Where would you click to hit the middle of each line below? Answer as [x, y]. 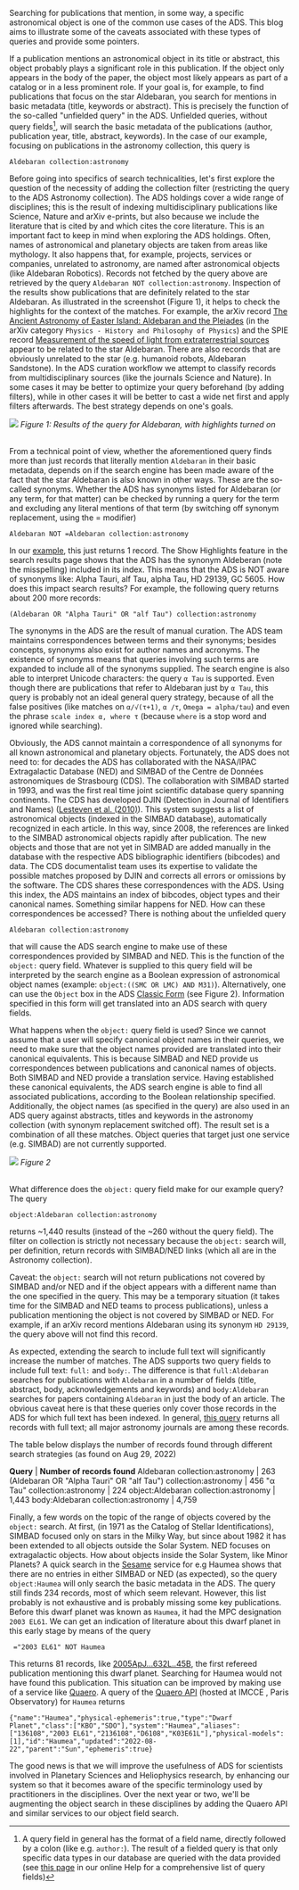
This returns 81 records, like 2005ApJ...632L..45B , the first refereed [133, 1663]
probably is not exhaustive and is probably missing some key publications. [145, 1602]
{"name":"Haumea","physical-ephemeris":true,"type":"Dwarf [121, 1718]
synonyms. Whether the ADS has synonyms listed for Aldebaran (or [157, 489]
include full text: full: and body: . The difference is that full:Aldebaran [139, 1370]
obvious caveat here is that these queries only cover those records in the [143, 1408]
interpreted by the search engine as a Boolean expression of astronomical [145, 974]
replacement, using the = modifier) [73, 518]
